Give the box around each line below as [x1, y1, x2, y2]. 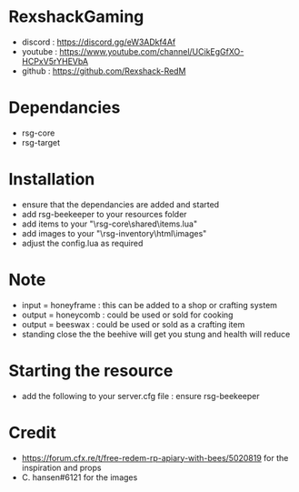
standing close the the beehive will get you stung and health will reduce [21, 328, 291, 339]
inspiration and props [21, 462, 102, 473]
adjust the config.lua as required [21, 237, 144, 248]
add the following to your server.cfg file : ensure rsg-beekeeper [21, 390, 260, 401]
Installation [8, 169, 95, 190]
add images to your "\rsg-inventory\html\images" [21, 227, 207, 238]
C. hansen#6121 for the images [21, 471, 138, 483]
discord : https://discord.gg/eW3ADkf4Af [21, 36, 176, 47]
